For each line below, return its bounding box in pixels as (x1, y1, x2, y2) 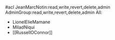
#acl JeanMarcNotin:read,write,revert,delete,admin (5, 4, 111, 10)
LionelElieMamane (12, 19, 50, 25)
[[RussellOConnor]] (12, 30, 52, 35)
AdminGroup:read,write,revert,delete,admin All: (5, 9, 102, 15)
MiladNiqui (12, 24, 35, 30)
